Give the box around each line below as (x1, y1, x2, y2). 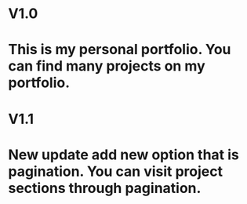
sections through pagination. (8, 179, 202, 197)
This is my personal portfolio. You (8, 41, 231, 59)
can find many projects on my (8, 57, 205, 75)
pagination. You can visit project (8, 162, 223, 180)
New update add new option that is (8, 146, 239, 163)
